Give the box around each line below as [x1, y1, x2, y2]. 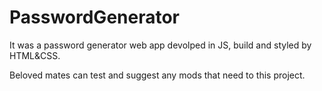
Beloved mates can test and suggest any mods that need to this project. [9, 69, 306, 81]
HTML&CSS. [9, 49, 61, 61]
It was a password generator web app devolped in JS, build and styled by [9, 39, 312, 51]
